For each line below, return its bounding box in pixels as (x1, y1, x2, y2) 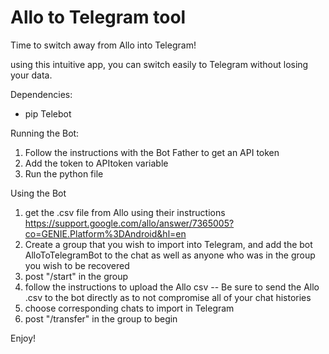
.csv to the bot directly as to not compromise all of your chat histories (24, 291, 312, 303)
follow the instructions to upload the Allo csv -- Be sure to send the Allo (24, 281, 320, 293)
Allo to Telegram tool (10, 6, 187, 29)
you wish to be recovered (24, 259, 130, 271)
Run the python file (24, 167, 104, 180)
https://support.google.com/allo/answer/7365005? (24, 217, 235, 229)
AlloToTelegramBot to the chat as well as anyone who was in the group (24, 249, 316, 261)
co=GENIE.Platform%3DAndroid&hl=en (24, 227, 187, 240)
